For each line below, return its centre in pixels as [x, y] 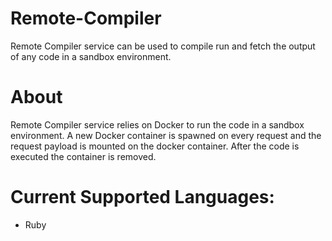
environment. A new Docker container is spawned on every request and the [166, 135]
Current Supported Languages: [142, 197]
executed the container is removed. [83, 156]
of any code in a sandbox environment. [91, 56]
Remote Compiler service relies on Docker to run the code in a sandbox [157, 124]
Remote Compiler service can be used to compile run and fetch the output [163, 46]
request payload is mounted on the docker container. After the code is [155, 146]
